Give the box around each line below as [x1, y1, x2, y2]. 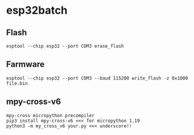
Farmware [6, 59, 45, 69]
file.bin [6, 80, 28, 87]
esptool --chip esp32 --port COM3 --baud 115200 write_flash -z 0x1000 [6, 75, 188, 81]
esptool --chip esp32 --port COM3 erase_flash [6, 43, 124, 49]
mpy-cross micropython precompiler [6, 112, 95, 118]
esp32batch [6, 4, 67, 17]
